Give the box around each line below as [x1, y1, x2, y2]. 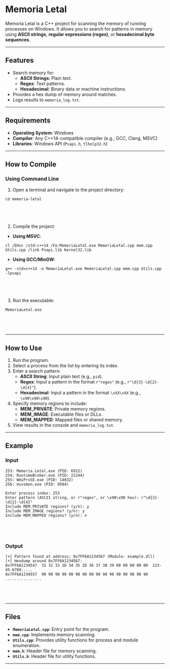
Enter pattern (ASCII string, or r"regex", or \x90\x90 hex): [5, 495, 139, 500]
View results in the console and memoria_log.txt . [12, 422, 115, 428]
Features [5, 56, 34, 65]
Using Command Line [5, 175, 59, 182]
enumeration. [12, 642, 40, 648]
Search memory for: [12, 70, 55, 76]
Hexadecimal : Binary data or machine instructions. [20, 85, 126, 92]
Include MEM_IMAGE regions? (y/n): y [5, 508, 85, 513]
